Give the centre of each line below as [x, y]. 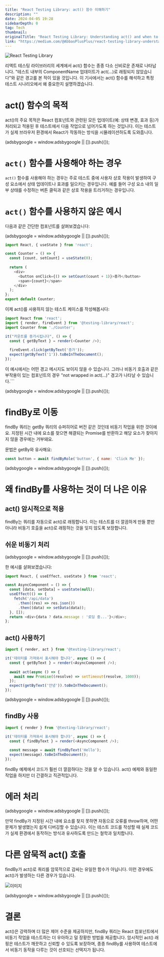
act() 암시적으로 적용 [35, 509]
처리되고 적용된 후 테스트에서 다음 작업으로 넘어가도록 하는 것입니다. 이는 [74, 126]
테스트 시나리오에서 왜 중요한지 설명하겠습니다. [50, 84]
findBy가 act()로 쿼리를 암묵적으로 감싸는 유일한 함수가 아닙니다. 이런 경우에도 [79, 869]
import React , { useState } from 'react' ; [49, 245]
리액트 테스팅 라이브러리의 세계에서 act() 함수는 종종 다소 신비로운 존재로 [74, 65]
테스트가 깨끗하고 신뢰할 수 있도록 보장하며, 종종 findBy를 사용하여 [77, 943]
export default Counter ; [30, 299]
